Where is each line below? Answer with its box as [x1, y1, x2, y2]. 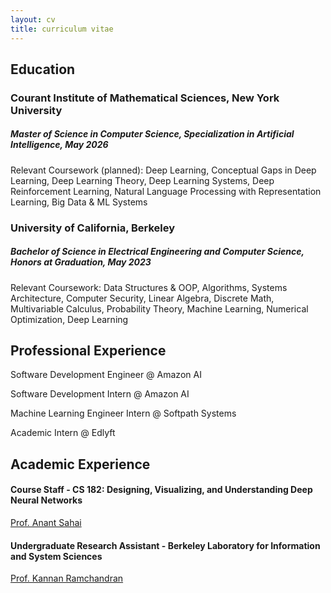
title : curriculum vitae [10, 24, 114, 34]
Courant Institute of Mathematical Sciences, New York [10, 91, 280, 105]
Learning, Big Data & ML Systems [10, 196, 148, 208]
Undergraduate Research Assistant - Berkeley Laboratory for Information [10, 539, 321, 551]
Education [10, 61, 76, 78]
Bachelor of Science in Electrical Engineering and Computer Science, [10, 246, 305, 258]
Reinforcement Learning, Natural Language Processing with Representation [10, 185, 322, 197]
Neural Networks [10, 494, 83, 506]
